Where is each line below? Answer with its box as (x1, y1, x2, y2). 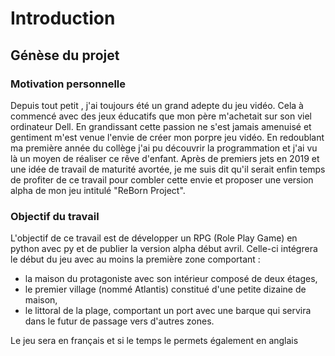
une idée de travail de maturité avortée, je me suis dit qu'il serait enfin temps (10, 163, 326, 175)
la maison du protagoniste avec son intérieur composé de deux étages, (24, 273, 318, 285)
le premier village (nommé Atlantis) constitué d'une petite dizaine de (24, 283, 307, 296)
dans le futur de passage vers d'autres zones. (24, 315, 215, 327)
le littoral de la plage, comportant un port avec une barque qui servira (24, 305, 312, 317)
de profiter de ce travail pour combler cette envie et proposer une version (10, 173, 314, 186)
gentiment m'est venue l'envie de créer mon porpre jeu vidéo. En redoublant (10, 131, 325, 143)
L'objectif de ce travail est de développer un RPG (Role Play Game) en (10, 232, 298, 244)
